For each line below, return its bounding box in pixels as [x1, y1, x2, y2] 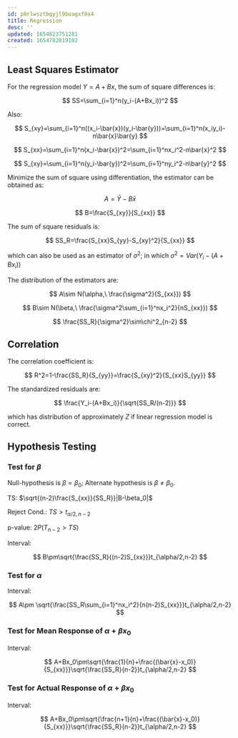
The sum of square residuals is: [7, 222, 100, 231]
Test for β [7, 462, 41, 472]
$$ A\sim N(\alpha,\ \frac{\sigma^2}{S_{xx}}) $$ [49, 290, 192, 299]
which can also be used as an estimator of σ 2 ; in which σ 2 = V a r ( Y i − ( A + [7, 249, 224, 261]
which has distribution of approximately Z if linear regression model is [7, 412, 213, 421]
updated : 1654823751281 [7, 30, 79, 38]
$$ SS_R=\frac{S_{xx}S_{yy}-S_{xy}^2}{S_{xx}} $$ [45, 236, 195, 244]
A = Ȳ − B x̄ [104, 194, 137, 203]
